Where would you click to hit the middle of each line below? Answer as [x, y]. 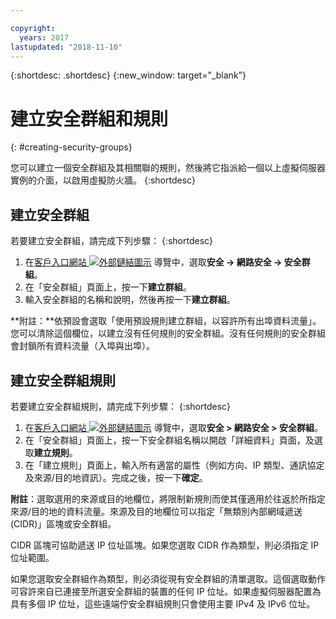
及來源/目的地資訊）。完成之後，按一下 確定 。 [116, 477]
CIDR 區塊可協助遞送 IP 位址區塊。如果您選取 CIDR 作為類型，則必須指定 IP [165, 545]
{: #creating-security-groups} [71, 147]
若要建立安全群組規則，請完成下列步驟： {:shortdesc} [121, 406]
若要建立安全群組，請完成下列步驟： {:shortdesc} [112, 241]
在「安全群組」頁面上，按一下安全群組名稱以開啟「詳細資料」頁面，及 [169, 440]
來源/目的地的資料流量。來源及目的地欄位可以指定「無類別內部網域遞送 [156, 511]
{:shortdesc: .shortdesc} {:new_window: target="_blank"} [128, 75]
